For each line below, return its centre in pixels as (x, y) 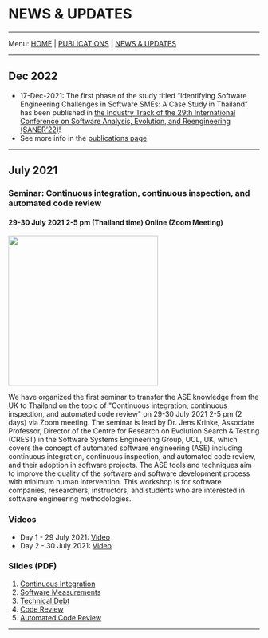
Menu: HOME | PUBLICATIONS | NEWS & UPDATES (93, 43)
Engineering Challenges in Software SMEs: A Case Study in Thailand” (134, 104)
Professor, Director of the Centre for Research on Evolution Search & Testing (134, 431)
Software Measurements (60, 592)
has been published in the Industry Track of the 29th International (128, 112)
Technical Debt (45, 600)
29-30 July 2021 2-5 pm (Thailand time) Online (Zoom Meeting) (116, 222)
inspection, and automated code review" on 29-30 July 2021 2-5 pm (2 (125, 414)
